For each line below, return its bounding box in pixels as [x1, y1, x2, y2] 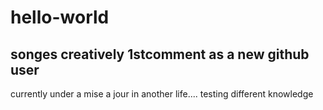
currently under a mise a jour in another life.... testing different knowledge [10, 88, 314, 100]
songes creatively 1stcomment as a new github [10, 46, 310, 63]
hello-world [10, 6, 110, 29]
